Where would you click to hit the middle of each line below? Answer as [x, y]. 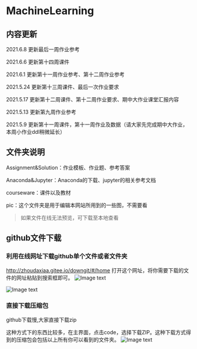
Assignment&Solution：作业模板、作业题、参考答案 [68, 167]
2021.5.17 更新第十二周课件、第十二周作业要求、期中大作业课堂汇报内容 [93, 99]
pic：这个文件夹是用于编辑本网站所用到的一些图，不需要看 [77, 205]
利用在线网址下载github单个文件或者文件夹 [67, 256]
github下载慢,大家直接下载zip [41, 320]
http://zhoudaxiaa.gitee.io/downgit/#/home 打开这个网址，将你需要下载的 [95, 270]
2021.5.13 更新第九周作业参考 [41, 112]
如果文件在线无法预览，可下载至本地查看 [69, 218]
